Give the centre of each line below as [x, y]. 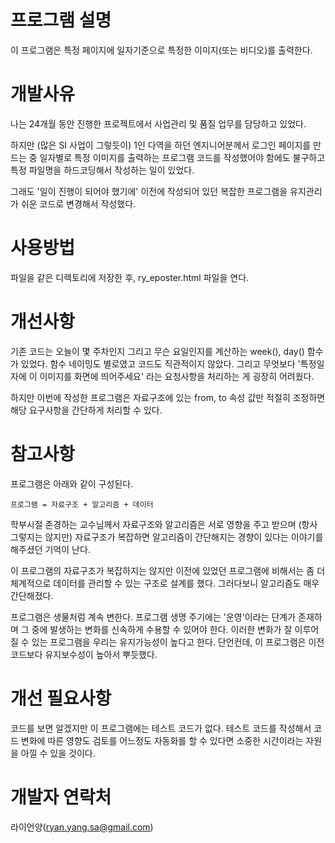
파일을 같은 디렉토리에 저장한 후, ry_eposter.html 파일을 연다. [130, 277]
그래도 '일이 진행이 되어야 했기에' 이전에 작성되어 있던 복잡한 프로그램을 [149, 191]
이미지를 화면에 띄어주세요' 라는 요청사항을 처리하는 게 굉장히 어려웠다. [177, 376]
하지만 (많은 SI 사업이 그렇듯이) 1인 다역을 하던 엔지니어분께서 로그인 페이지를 [161, 145]
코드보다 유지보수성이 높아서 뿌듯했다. [84, 654]
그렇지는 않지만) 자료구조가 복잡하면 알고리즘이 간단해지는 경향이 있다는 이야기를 [167, 537]
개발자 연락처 [61, 797]
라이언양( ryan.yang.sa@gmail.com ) [82, 827]
